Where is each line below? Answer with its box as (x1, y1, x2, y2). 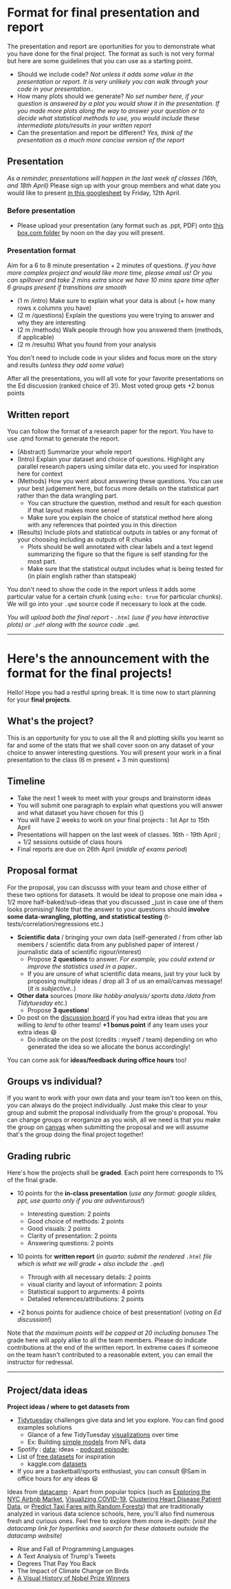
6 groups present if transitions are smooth (7, 283, 127, 291)
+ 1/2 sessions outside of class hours (16, 837, 122, 846)
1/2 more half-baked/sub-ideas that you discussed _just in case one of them (7, 898, 223, 906)
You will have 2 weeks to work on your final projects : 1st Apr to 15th (16, 816, 210, 824)
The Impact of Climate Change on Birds (16, 1566, 129, 1575)
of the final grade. (7, 1176, 58, 1184)
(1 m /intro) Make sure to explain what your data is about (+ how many (16, 297, 215, 305)
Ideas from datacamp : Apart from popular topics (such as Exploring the (7, 1487, 211, 1496)
